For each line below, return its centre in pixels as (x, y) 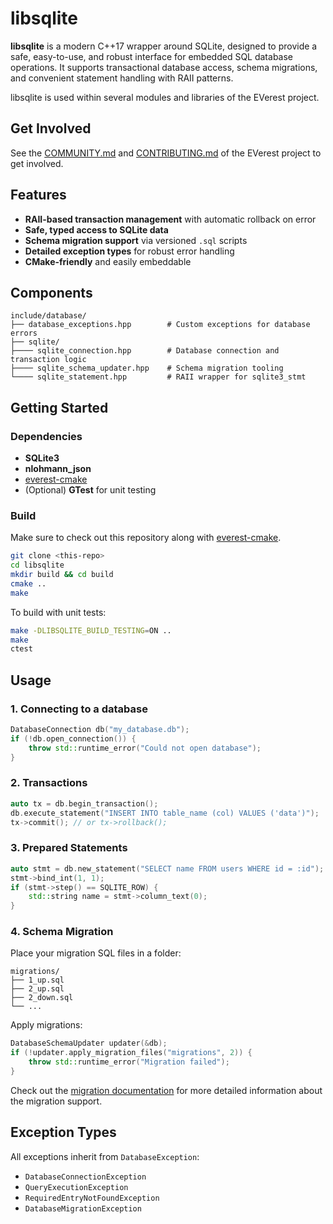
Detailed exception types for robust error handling (129, 251)
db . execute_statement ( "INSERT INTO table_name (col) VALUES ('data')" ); (165, 813)
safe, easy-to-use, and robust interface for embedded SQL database (152, 56)
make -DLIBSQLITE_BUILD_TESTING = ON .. (91, 630)
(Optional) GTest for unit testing (90, 490)
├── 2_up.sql (37, 989)
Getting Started (59, 407)
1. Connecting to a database (79, 709)
